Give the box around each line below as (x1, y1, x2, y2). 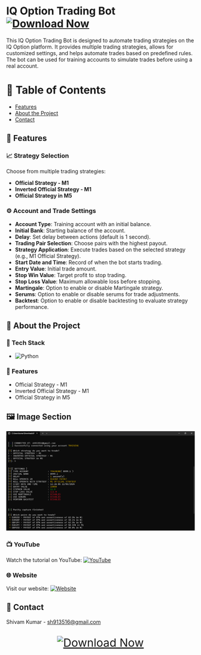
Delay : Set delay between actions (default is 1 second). (14, 233, 151, 241)
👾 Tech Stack (6, 339, 45, 347)
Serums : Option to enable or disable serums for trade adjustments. (14, 290, 181, 298)
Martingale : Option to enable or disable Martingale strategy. (14, 284, 163, 292)
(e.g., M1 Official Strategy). (14, 252, 81, 259)
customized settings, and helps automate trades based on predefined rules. (6, 49, 193, 56)
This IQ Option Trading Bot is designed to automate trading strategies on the (6, 37, 194, 44)
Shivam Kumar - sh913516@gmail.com (6, 618, 101, 625)
